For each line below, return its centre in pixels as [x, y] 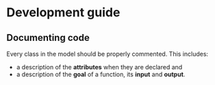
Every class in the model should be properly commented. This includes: [107, 54]
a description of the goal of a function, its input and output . [101, 74]
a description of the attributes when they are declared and [99, 67]
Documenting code [48, 38]
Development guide [63, 13]
